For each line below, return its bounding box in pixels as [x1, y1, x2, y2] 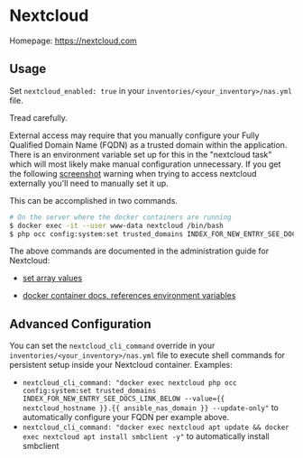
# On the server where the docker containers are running [9, 213, 232, 222]
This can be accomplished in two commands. [9, 195, 179, 206]
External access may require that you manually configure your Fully [9, 130, 260, 141]
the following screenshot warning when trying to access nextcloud [9, 168, 257, 179]
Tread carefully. [9, 112, 68, 123]
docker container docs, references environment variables [22, 290, 236, 301]
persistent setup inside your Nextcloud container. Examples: [9, 360, 233, 371]
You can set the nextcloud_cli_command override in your [9, 340, 216, 352]
